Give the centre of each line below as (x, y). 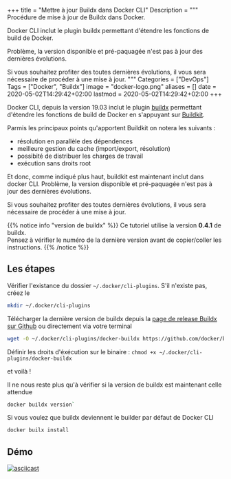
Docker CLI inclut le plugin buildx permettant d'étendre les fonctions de (108, 31)
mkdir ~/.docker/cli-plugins (49, 305)
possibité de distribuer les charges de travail (80, 156)
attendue (20, 391)
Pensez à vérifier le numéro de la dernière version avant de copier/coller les (114, 240)
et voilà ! (19, 371)
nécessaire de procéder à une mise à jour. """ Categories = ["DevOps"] (108, 79)
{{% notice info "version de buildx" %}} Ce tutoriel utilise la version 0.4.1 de (114, 225)
